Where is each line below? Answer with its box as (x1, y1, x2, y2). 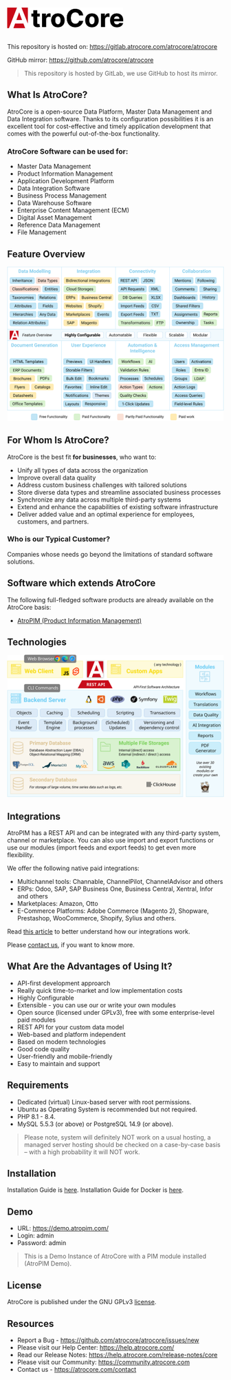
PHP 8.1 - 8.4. (16, 1112, 56, 1120)
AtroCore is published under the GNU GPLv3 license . (7, 1298, 157, 1306)
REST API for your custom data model (16, 1022, 124, 1031)
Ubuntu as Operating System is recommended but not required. (16, 1105, 198, 1113)
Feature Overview (7, 248, 86, 260)
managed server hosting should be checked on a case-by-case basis (23, 1140, 221, 1149)
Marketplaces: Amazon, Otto (16, 900, 98, 908)
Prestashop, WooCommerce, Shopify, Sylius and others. (16, 914, 177, 923)
